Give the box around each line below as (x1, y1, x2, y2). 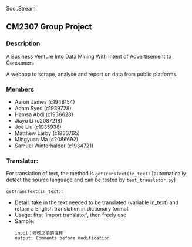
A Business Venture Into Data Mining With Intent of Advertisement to (6, 53, 172, 60)
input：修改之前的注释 (14, 230, 63, 236)
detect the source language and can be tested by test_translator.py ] (6, 176, 176, 184)
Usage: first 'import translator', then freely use (14, 211, 127, 219)
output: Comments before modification (14, 235, 110, 241)
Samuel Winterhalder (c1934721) (14, 142, 94, 149)
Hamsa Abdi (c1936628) (14, 111, 73, 118)
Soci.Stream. (6, 5, 37, 12)
